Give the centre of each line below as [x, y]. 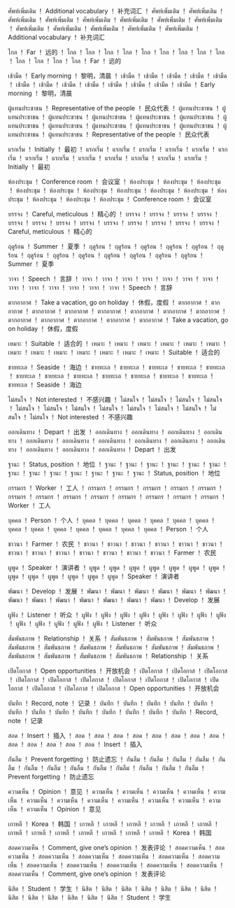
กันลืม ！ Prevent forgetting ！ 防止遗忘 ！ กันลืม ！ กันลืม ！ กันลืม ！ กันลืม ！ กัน [117, 759]
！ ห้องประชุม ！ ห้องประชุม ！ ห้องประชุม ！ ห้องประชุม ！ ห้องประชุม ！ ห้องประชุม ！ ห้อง [117, 190]
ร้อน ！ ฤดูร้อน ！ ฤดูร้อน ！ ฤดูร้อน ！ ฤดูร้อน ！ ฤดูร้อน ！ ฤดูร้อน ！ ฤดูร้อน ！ [106, 255]
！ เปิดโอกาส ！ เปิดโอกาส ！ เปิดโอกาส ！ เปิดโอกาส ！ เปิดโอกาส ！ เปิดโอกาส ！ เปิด [114, 679]
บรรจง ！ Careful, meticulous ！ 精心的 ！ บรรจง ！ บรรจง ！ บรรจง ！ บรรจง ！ [114, 214]
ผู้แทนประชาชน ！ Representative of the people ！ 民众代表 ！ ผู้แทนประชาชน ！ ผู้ [117, 108]
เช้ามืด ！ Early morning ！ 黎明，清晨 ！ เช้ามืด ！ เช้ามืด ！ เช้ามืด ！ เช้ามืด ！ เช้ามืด [117, 76]
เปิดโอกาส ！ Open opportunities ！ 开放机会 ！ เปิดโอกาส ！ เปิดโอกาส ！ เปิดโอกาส [118, 671]
